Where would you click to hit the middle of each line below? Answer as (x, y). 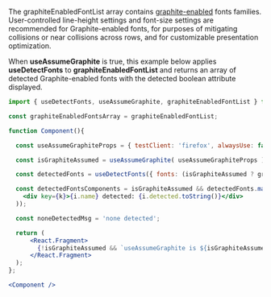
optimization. (30, 46)
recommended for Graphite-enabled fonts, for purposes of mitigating (123, 29)
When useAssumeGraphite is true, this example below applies (113, 61)
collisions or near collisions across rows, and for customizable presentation (133, 37)
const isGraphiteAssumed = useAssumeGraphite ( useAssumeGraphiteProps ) (140, 160)
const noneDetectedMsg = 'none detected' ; (88, 218)
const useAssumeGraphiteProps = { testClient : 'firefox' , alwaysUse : (135, 145)
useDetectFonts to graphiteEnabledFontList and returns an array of (122, 70)
